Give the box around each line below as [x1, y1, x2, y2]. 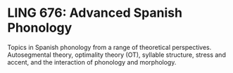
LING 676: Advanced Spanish [7, 5, 183, 21]
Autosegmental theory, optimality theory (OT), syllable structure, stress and [7, 51, 227, 59]
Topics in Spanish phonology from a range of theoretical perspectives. [7, 43, 212, 51]
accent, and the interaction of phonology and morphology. [7, 58, 177, 66]
